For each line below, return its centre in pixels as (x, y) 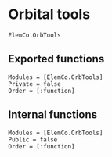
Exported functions (56, 59)
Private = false (34, 84)
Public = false (33, 139)
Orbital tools (49, 14)
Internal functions (53, 115)
